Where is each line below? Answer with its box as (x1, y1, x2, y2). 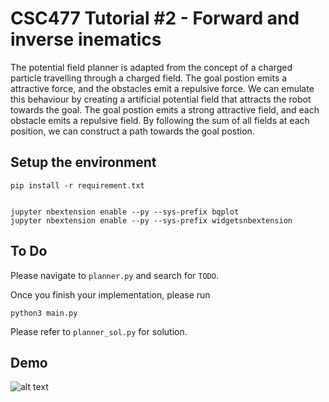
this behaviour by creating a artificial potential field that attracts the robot (10, 93, 312, 105)
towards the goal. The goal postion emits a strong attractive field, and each (10, 103, 320, 116)
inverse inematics (10, 28, 162, 51)
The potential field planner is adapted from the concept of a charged (10, 61, 293, 73)
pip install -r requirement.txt (10, 180, 145, 191)
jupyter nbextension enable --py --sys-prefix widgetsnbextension (10, 215, 293, 226)
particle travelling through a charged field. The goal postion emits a (10, 72, 288, 84)
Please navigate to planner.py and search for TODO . (10, 269, 219, 281)
